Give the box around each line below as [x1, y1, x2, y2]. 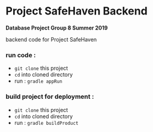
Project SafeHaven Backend [5, 4, 148, 18]
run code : [5, 51, 36, 59]
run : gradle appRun [14, 77, 62, 85]
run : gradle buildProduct [14, 119, 79, 126]
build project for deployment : [5, 92, 94, 101]
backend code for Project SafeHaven [5, 36, 97, 43]
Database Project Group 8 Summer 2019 [5, 24, 108, 31]
